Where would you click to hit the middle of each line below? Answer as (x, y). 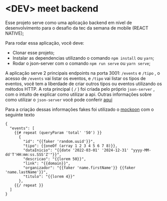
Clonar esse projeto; (33, 53)
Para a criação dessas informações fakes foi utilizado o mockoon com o (79, 109)
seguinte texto (20, 115)
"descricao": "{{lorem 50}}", (55, 159)
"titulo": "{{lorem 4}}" (49, 176)
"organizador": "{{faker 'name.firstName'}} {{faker (79, 168)
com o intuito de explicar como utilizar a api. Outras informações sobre (78, 94)
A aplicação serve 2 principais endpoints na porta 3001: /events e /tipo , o (83, 73)
